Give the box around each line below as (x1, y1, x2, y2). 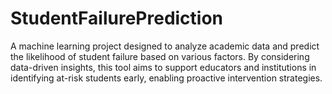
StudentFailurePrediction (10, 7, 224, 30)
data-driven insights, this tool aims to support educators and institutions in (10, 61, 317, 73)
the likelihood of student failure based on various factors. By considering (10, 50, 310, 62)
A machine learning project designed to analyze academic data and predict (10, 40, 320, 52)
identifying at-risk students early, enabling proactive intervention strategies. (10, 72, 323, 84)
